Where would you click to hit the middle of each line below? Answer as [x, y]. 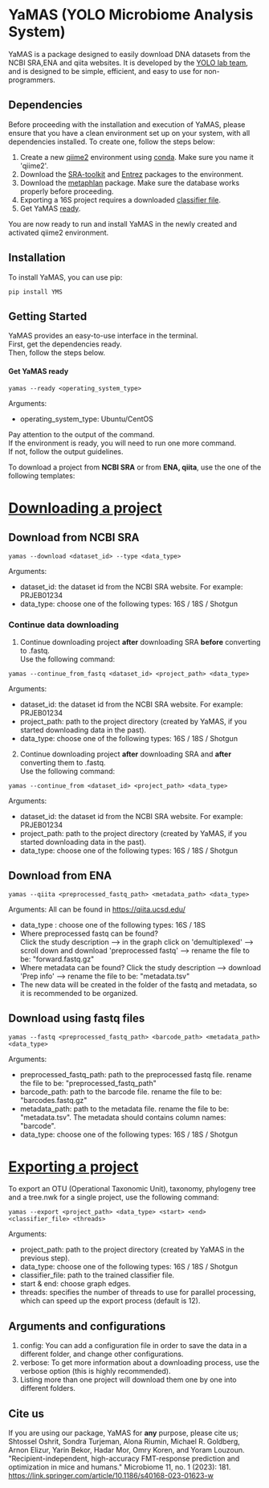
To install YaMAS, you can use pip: [65, 277]
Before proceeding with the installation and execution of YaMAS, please [127, 124]
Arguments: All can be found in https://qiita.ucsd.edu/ [97, 909]
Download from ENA [60, 876]
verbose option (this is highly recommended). [95, 1371]
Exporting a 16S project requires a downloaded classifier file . [120, 199]
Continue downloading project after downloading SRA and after [125, 754]
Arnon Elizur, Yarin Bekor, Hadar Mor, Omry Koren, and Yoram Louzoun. [126, 1450]
